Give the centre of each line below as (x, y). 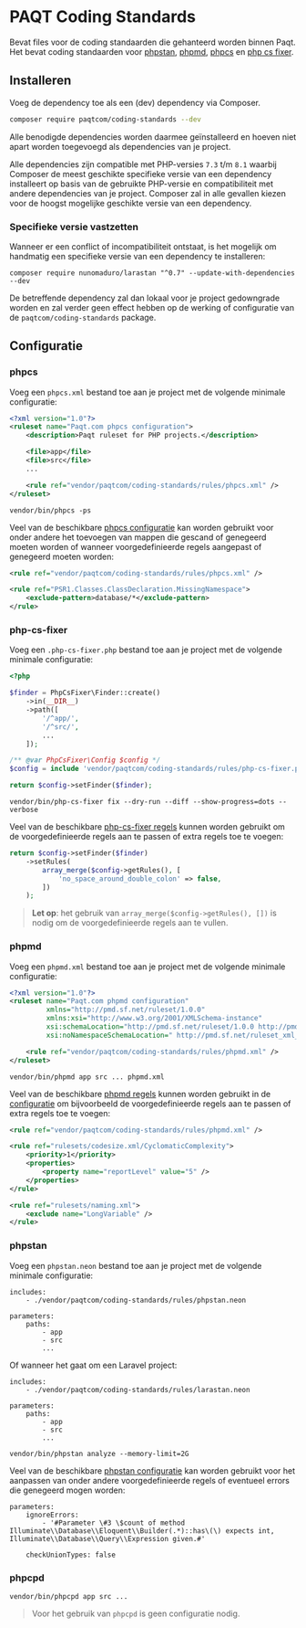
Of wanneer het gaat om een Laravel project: (93, 1365)
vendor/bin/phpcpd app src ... (69, 1596)
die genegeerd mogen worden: (67, 1490)
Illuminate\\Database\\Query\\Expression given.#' (107, 1538)
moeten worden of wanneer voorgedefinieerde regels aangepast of (136, 546)
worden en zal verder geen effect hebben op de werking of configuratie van (152, 307)
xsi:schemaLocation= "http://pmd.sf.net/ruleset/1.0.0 (150, 1027)
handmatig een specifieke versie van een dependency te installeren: (138, 256)
